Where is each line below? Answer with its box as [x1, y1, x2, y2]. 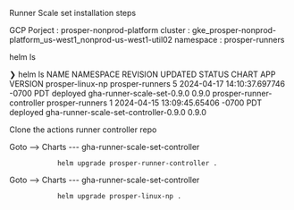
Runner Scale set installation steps [9, 8, 137, 18]
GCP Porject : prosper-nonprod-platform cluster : [9, 25, 190, 35]
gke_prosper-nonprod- [191, 25, 277, 35]
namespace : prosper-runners [173, 35, 285, 45]
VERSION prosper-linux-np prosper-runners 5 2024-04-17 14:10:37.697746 [9, 79, 286, 88]
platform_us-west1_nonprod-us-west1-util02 [9, 35, 172, 45]
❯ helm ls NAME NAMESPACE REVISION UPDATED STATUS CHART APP [9, 69, 276, 80]
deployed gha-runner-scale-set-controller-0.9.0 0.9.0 [9, 107, 207, 117]
